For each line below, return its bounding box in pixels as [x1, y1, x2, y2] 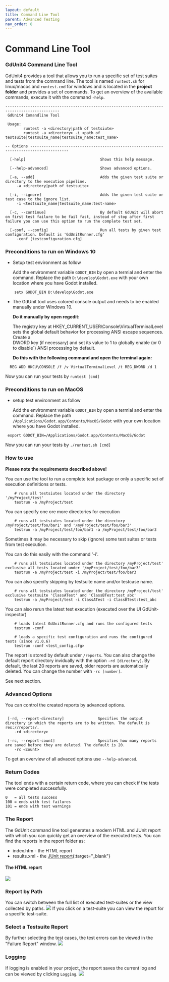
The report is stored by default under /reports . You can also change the [5, 652, 155, 658]
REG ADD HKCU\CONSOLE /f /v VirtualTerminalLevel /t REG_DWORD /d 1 [10, 364, 157, 370]
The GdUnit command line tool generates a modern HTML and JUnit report [5, 827, 161, 833]
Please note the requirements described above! [5, 466, 107, 472]
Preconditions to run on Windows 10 [5, 248, 96, 255]
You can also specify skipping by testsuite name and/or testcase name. [5, 578, 154, 584]
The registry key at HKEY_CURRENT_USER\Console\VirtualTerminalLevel [12, 323, 163, 330]
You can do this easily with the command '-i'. [5, 551, 99, 557]
